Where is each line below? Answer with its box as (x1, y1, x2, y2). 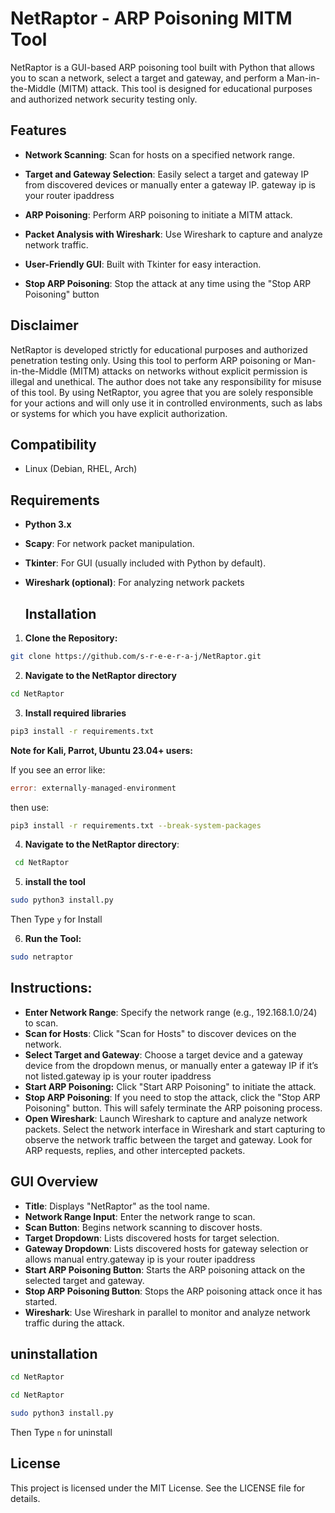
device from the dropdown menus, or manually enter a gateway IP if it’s (24, 1059, 319, 1071)
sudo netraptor (10, 952, 74, 962)
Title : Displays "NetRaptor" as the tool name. (24, 1200, 210, 1212)
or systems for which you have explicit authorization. (10, 407, 228, 419)
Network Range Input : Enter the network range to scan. (24, 1210, 256, 1222)
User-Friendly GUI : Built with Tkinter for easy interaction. (24, 258, 262, 270)
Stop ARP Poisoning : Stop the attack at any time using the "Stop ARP (24, 277, 312, 289)
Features (10, 122, 67, 139)
